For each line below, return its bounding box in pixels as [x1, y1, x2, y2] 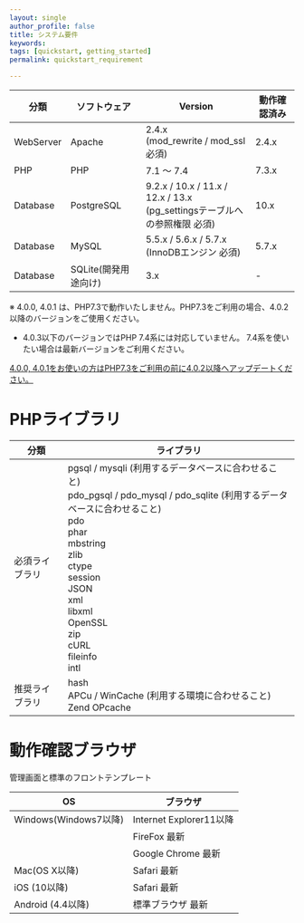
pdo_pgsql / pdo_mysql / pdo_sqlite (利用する [67, 488, 261, 501]
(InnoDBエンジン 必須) [146, 246, 242, 258]
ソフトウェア [76, 101, 131, 113]
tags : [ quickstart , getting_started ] [9, 47, 152, 56]
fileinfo [67, 649, 98, 662]
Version [178, 101, 214, 112]
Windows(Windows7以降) [14, 812, 125, 825]
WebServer [14, 136, 62, 148]
